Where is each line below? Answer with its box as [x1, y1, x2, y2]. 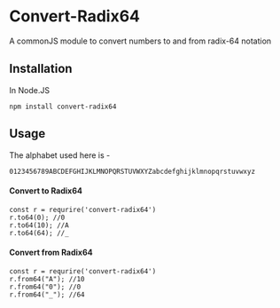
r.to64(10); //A [9, 220, 69, 230]
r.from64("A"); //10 [9, 274, 86, 283]
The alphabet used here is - [9, 149, 111, 161]
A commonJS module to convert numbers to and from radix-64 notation [9, 36, 272, 46]
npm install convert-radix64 [9, 102, 117, 111]
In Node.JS [9, 84, 51, 95]
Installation [9, 61, 73, 76]
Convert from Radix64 [9, 247, 93, 258]
